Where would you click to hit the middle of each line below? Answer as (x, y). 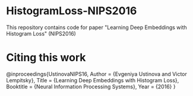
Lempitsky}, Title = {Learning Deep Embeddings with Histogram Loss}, (93, 80)
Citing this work (46, 58)
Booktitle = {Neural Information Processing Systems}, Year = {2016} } (91, 87)
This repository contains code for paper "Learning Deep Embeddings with (96, 27)
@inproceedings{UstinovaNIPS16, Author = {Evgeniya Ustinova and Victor (96, 74)
